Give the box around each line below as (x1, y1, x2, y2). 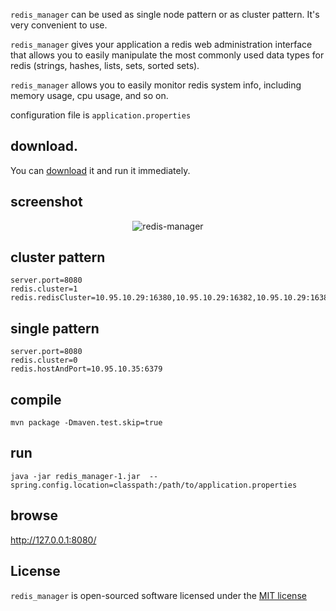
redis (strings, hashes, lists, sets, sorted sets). (10, 60, 200, 71)
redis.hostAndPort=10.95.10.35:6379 (10, 364, 163, 374)
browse (10, 507, 58, 524)
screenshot (10, 194, 83, 211)
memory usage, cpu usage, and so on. (10, 90, 169, 101)
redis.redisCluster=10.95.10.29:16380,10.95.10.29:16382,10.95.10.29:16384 (10, 293, 333, 303)
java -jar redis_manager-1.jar (10, 471, 141, 481)
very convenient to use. (10, 19, 108, 31)
